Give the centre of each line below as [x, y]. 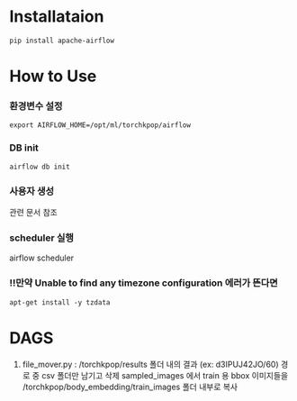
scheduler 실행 [42, 238]
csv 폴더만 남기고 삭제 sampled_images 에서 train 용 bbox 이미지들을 [165, 375]
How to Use [53, 76]
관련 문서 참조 [34, 213]
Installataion [57, 17]
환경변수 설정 [36, 106]
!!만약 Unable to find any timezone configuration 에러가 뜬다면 [144, 283]
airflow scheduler [42, 258]
